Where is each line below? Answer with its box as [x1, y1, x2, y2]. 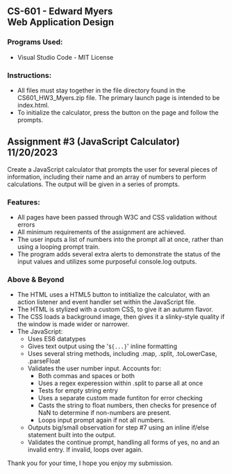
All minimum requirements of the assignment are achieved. [17, 228, 186, 236]
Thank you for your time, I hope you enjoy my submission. [7, 459, 174, 468]
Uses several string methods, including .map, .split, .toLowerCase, [27, 350, 217, 358]
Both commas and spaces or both [38, 372, 135, 380]
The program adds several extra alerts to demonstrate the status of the [17, 250, 221, 259]
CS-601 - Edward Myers [7, 6, 113, 17]
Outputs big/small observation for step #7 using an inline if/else [27, 423, 210, 432]
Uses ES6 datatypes [27, 335, 86, 343]
